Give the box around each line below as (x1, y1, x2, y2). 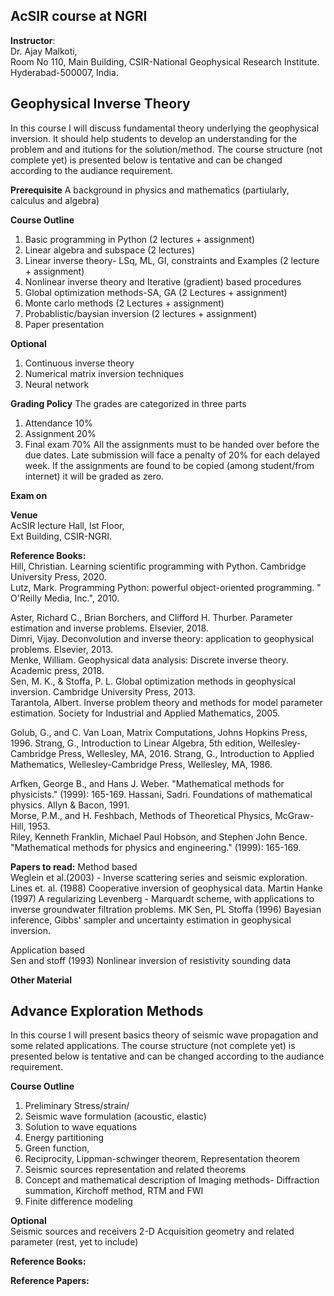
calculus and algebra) (10, 194, 100, 206)
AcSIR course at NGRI (10, 8, 148, 25)
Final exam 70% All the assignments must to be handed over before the (24, 438, 320, 450)
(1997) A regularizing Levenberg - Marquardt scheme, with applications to (10, 892, 315, 904)
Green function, (24, 1142, 90, 1154)
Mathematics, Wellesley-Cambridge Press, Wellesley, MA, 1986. (10, 758, 273, 770)
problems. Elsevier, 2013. (10, 643, 114, 655)
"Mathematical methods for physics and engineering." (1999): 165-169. (10, 841, 302, 853)
